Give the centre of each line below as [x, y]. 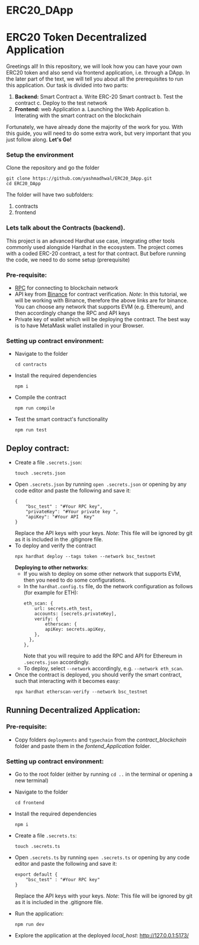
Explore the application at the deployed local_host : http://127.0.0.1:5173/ [102, 936]
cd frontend [29, 803]
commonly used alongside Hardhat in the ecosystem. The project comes [95, 247]
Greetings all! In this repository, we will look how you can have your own [94, 66]
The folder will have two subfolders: [50, 195]
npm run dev [29, 925]
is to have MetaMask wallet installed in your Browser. [79, 325]
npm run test [31, 430]
